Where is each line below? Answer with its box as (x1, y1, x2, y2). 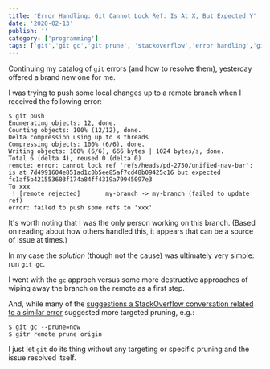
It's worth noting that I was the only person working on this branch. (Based (8, 218, 256, 228)
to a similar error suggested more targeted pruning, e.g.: (8, 308, 194, 317)
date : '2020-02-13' (8, 19, 74, 27)
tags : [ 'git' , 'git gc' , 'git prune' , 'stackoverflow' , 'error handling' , (8, 42, 253, 50)
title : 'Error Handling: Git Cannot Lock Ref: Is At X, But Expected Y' (8, 11, 257, 20)
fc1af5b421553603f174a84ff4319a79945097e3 (8, 176, 153, 184)
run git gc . (8, 259, 46, 269)
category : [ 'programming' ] (8, 34, 99, 43)
